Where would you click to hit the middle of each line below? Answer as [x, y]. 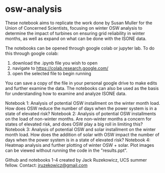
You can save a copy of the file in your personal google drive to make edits [81, 83]
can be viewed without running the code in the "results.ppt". [66, 150]
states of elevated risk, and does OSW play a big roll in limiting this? [74, 124]
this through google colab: [32, 53]
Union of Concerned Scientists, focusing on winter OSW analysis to [74, 28]
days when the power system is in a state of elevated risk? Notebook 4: [78, 140]
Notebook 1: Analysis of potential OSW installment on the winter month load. [83, 103]
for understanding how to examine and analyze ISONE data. [66, 93]
